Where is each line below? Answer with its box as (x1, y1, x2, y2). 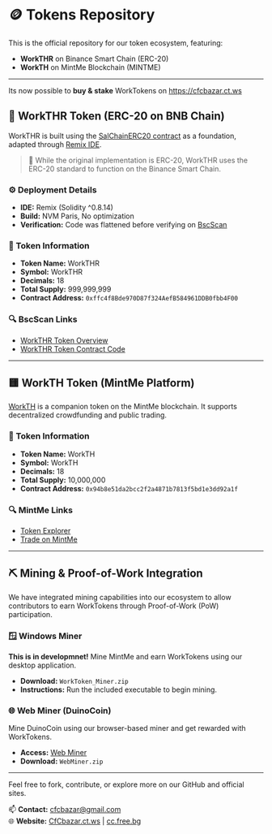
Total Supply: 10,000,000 (19, 475, 106, 485)
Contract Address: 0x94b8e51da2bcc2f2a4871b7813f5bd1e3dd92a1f (19, 483, 239, 493)
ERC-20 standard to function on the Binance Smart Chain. (28, 163, 221, 174)
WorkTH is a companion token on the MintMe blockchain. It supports (8, 402, 237, 412)
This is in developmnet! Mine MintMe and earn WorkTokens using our (8, 652, 243, 662)
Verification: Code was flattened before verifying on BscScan (19, 220, 227, 230)
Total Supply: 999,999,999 (19, 284, 112, 294)
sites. (8, 789, 27, 798)
